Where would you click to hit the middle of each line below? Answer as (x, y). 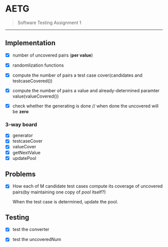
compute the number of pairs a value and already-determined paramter (86, 90)
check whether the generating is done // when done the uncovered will (85, 106)
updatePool (24, 158)
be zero (20, 112)
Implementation (30, 43)
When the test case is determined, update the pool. (65, 201)
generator (23, 135)
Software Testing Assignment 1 (49, 23)
